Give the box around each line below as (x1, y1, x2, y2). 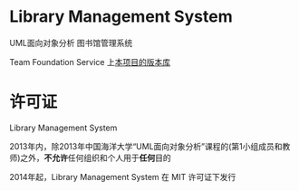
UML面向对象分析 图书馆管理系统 (9, 37, 133, 48)
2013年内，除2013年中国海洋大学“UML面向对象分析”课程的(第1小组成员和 (9, 140, 283, 151)
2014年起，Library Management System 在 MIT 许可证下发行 (9, 171, 236, 182)
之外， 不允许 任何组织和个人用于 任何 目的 (20, 152, 172, 163)
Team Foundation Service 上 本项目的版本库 (9, 56, 170, 67)
